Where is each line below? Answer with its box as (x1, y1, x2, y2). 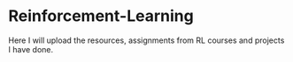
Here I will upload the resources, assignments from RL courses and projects (8, 35, 285, 45)
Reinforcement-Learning (8, 6, 194, 26)
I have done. (8, 44, 54, 54)
